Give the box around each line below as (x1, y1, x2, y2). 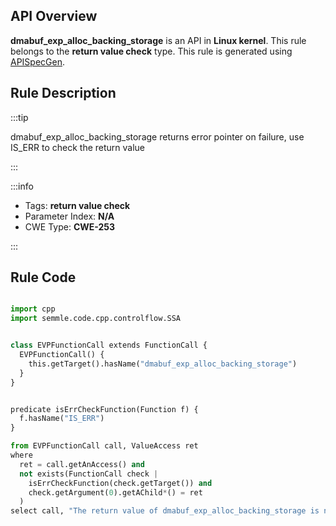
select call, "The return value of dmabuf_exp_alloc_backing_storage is (10, 506, 320, 516)
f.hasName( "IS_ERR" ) (19, 414, 105, 424)
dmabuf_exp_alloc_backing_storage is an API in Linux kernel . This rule (10, 34, 307, 46)
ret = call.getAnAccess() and (19, 459, 145, 469)
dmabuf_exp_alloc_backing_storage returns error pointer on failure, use (10, 130, 305, 143)
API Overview (10, 8, 98, 25)
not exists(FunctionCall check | (19, 469, 159, 479)
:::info (10, 180, 34, 192)
